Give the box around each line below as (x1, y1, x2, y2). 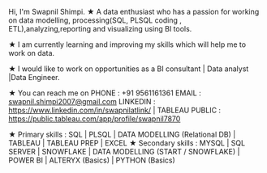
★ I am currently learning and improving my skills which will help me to (8, 40, 246, 49)
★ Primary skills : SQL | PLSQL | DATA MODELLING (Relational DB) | (8, 129, 236, 139)
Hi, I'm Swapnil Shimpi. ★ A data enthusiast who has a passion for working (8, 7, 260, 16)
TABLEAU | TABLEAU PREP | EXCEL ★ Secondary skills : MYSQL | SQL (8, 138, 246, 148)
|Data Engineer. (8, 73, 60, 82)
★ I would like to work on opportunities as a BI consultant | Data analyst (8, 64, 249, 74)
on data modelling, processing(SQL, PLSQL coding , (8, 15, 183, 25)
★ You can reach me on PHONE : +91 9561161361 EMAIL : (8, 88, 201, 98)
